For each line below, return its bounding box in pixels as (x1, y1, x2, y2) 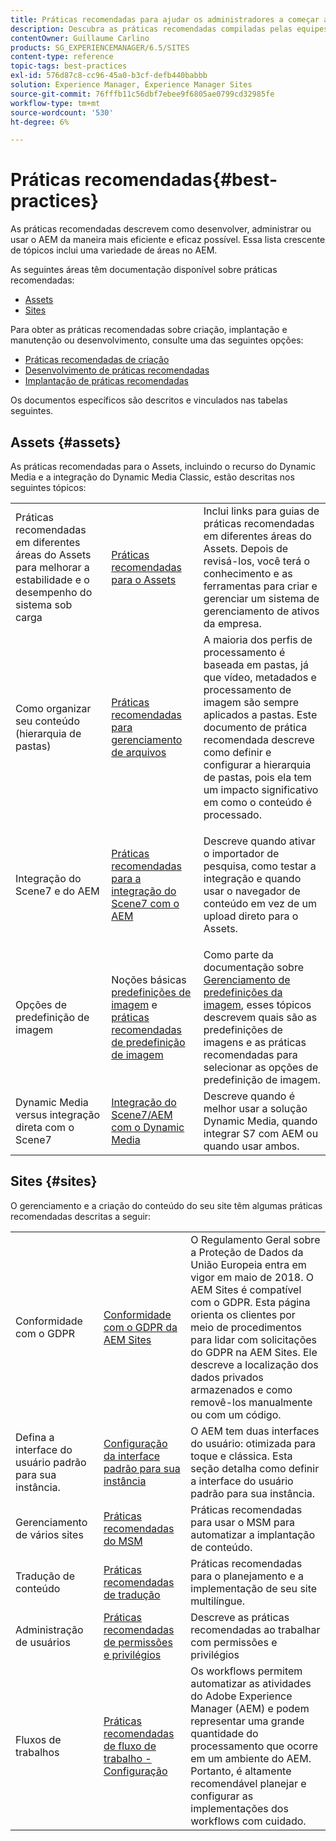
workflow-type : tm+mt (10, 98, 101, 108)
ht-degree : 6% (10, 117, 70, 127)
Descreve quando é (203, 1089, 296, 1103)
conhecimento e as (203, 567, 293, 580)
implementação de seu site (190, 1581, 318, 1595)
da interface (103, 1449, 161, 1463)
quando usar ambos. (203, 1139, 300, 1153)
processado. (203, 808, 262, 821)
